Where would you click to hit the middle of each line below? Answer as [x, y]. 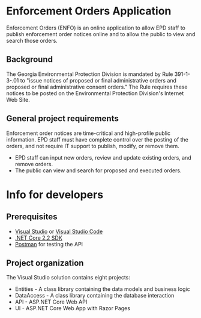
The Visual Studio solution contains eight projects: [68, 278]
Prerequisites [32, 217]
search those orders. [32, 40]
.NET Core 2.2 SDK [39, 238]
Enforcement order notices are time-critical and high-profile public [88, 133]
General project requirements [62, 119]
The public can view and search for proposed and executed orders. [98, 170]
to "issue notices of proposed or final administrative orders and [98, 80]
